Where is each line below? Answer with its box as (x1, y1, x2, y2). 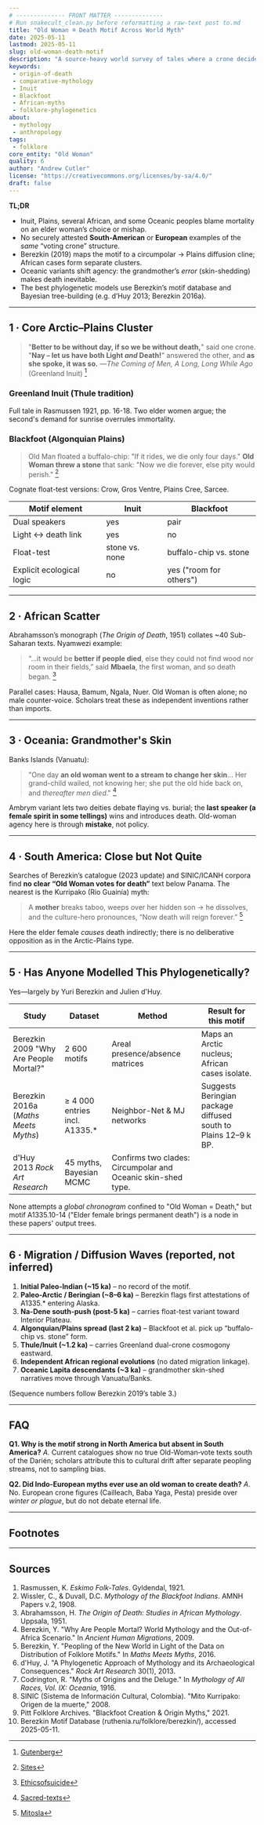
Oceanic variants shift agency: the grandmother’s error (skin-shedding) (20, 266, 251, 276)
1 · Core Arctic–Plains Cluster (9, 321, 154, 334)
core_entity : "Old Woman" (9, 150, 93, 158)
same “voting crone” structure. (20, 241, 121, 250)
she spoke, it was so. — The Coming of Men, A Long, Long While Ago (27, 359, 253, 368)
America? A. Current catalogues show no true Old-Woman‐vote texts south (9, 1447, 253, 1457)
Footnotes (9, 1526, 60, 1539)
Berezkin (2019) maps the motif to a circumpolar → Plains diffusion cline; (20, 249, 255, 259)
